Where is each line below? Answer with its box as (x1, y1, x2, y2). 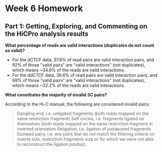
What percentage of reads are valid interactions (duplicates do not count (5, 42, 155, 48)
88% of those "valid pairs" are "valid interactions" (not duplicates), (12, 78, 146, 83)
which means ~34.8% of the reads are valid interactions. (12, 67, 125, 73)
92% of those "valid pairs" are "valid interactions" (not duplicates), (12, 62, 146, 68)
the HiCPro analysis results (5, 29, 88, 38)
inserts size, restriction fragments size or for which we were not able (16, 136, 154, 142)
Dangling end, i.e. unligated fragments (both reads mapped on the (16, 111, 149, 116)
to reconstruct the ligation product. (16, 141, 87, 147)
